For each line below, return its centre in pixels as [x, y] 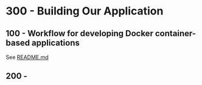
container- [175, 33]
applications [56, 42]
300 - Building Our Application [85, 11]
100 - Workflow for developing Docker [79, 33]
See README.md [27, 57]
